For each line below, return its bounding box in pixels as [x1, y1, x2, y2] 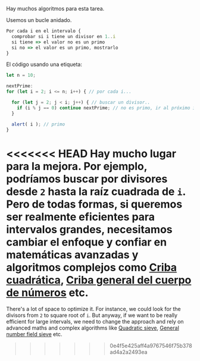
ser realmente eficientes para [6, 210, 155, 224]
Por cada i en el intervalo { [6, 28, 82, 34]
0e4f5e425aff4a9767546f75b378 [110, 342, 192, 350]
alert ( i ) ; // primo [11, 121, 65, 127]
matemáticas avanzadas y [6, 248, 139, 261]
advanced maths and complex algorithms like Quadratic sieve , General [6, 324, 180, 332]
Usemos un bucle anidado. [6, 17, 72, 23]
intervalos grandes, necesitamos [6, 222, 173, 236]
